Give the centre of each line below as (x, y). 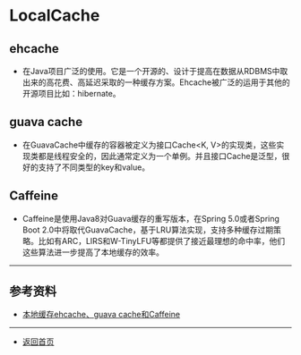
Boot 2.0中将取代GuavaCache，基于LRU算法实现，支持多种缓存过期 (148, 230)
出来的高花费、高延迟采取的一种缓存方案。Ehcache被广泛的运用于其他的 (156, 82)
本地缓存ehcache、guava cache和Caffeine (101, 315)
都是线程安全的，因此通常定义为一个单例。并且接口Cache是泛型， (160, 156)
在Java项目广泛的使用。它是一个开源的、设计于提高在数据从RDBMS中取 (155, 71)
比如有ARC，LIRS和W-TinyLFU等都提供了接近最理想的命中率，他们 (161, 241)
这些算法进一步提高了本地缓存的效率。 (93, 252)
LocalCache (55, 16)
